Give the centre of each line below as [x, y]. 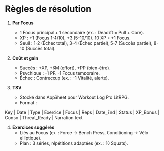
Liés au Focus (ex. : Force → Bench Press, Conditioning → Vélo [84, 132]
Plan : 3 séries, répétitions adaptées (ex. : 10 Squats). [74, 143]
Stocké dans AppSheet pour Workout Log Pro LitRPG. [74, 97]
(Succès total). [40, 48]
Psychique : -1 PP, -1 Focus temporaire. [60, 73]
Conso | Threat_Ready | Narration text [44, 117]
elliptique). [30, 138]
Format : [28, 102]
